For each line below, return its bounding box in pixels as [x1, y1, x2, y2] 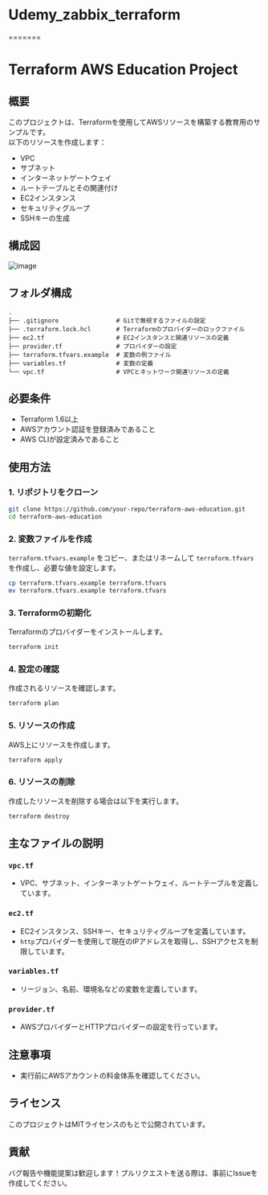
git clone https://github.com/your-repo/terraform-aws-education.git [8, 505, 246, 514]
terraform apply [8, 756, 63, 764]
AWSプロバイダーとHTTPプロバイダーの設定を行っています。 [19, 1022, 222, 1032]
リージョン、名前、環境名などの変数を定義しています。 [19, 984, 202, 994]
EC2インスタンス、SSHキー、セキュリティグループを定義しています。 [19, 926, 250, 936]
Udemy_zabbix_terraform [8, 6, 181, 24]
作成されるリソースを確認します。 [8, 684, 120, 693]
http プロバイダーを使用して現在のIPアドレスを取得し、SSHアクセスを [19, 936, 251, 946]
